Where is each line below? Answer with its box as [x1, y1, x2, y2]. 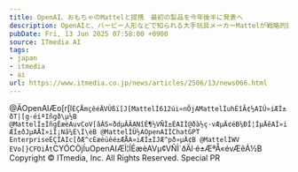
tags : [9, 46, 29, 55]
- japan [9, 54, 38, 63]
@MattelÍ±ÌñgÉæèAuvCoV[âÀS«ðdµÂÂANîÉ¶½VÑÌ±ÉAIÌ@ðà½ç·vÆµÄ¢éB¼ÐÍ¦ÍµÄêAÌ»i [9, 120, 288, 129]
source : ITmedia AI [9, 37, 82, 47]
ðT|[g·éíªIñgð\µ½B [9, 112, 77, 121]
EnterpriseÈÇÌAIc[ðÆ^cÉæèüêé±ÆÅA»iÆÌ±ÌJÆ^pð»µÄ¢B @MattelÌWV [9, 135, 240, 144]
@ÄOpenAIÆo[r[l [9, 102, 73, 113]
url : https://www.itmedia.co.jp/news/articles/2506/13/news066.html [9, 79, 268, 87]
